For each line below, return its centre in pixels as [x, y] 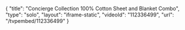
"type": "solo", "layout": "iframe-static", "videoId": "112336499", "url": [90, 15]
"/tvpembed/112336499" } [37, 21]
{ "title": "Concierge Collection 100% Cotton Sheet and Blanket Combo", [92, 9]
